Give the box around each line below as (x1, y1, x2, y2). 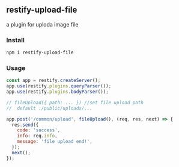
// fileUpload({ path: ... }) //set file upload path (6, 99, 144, 106)
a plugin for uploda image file (6, 20, 79, 28)
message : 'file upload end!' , (17, 139, 93, 145)
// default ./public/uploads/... (6, 105, 93, 111)
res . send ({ (11, 122, 39, 128)
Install (6, 36, 25, 44)
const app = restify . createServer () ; (6, 78, 101, 84)
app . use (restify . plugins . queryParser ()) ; (6, 83, 112, 89)
